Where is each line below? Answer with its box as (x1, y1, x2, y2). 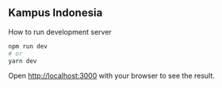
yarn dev (8, 57, 37, 65)
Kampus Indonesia (8, 6, 103, 20)
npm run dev (8, 42, 48, 50)
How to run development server (8, 27, 113, 36)
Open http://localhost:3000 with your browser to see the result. (8, 71, 216, 81)
